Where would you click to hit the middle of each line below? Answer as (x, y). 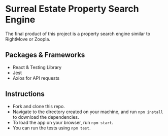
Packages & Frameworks (45, 55)
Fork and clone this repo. (39, 106)
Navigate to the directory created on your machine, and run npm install (88, 112)
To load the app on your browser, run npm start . (63, 122)
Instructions (25, 94)
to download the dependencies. (46, 117)
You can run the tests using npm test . (52, 128)
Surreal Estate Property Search (72, 9)
